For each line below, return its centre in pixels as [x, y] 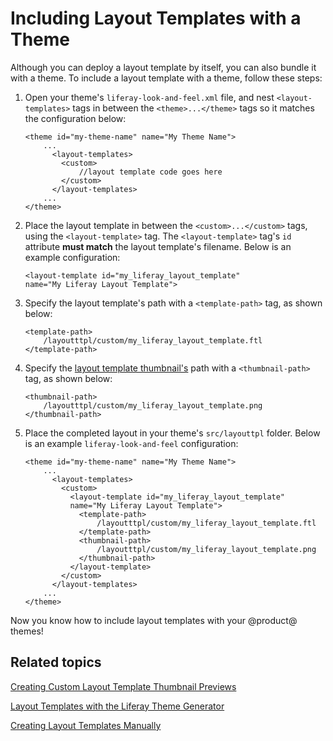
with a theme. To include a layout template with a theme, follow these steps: [166, 78]
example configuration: [72, 257]
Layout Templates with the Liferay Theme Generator [117, 706]
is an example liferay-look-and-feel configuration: [131, 443]
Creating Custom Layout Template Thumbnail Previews [123, 686]
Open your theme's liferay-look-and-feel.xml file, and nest [149, 97]
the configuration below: [75, 118]
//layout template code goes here [150, 172]
